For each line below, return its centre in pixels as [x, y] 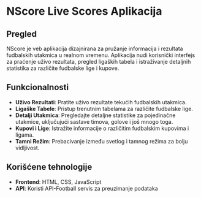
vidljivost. [27, 148]
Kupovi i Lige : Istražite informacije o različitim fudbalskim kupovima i [102, 128]
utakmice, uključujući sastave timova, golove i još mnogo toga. [94, 121]
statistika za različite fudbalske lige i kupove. [63, 68]
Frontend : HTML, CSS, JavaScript [58, 181]
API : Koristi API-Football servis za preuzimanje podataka [86, 188]
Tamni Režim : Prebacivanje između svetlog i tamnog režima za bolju [101, 141]
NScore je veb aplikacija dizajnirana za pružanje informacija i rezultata [95, 48]
